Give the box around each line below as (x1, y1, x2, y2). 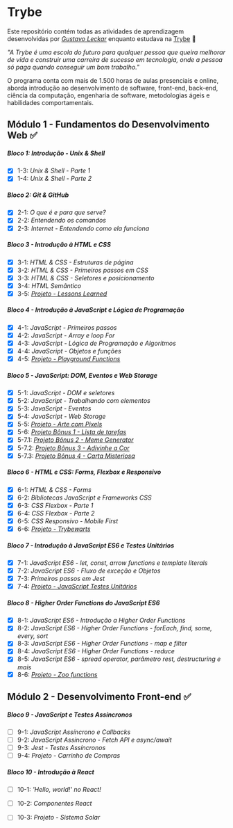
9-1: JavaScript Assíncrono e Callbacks (17, 728, 131, 736)
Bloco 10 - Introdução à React (7, 767, 95, 776)
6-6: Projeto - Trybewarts (17, 525, 91, 533)
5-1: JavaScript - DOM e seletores (17, 389, 115, 397)
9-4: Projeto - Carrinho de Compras (17, 751, 121, 760)
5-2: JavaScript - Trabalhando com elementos (17, 397, 150, 405)
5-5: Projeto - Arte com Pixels (17, 420, 103, 429)
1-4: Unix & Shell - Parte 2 (17, 175, 92, 183)
